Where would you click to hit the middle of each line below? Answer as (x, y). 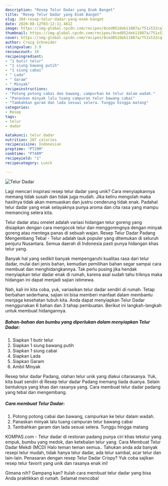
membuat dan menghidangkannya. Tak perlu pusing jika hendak (71, 269)
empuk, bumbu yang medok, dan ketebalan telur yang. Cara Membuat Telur (83, 442)
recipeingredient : (24, 56)
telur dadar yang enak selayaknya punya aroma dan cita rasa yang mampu (82, 207)
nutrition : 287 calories (31, 140)
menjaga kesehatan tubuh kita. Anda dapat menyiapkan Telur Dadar (75, 300)
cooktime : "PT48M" (24, 154)
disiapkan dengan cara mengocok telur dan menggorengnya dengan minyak (84, 227)
